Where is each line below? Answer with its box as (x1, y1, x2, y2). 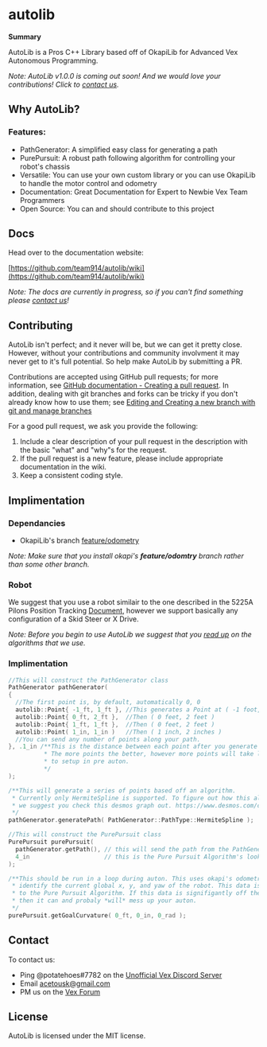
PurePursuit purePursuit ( (8, 838, 94, 847)
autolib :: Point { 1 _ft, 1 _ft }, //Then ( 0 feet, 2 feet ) (15, 720, 215, 729)
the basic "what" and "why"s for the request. (19, 446, 168, 455)
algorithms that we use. (8, 638, 86, 648)
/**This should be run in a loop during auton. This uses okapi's (8, 874, 233, 882)
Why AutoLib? (8, 103, 80, 116)
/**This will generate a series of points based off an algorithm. (8, 786, 237, 795)
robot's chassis (19, 162, 70, 171)
